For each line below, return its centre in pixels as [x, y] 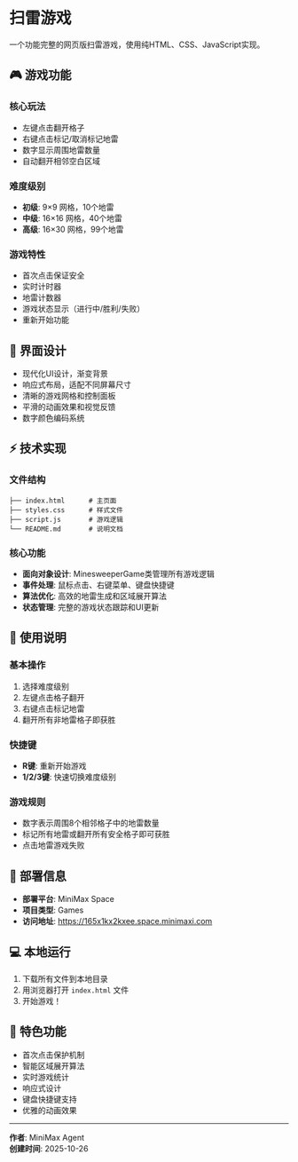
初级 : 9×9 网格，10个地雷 [68, 207]
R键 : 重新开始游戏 [54, 766]
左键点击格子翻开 [53, 697]
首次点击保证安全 [53, 275]
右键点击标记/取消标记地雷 [70, 138]
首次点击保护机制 [53, 1055]
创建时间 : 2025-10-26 [49, 1148]
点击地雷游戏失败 [53, 845]
